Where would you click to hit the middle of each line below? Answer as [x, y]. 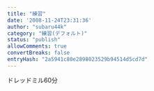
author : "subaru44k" [37, 27]
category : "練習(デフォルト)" [47, 33]
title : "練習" [27, 14]
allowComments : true [37, 46]
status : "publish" [34, 40]
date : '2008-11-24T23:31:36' [49, 20]
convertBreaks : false [39, 53]
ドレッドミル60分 [32, 80]
